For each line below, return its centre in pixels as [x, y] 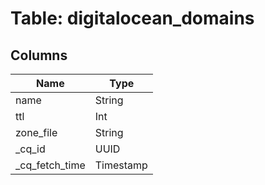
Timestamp [121, 165]
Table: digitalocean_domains [132, 18]
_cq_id [30, 149]
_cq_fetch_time [50, 165]
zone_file [36, 132]
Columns [39, 55]
